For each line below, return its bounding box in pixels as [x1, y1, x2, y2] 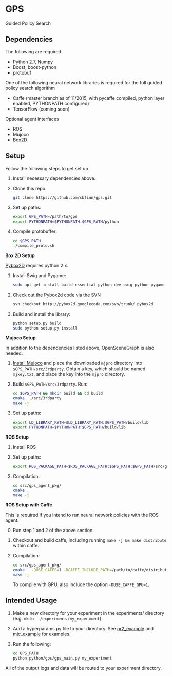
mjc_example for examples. [12, 631, 71, 637]
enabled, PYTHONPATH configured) [12, 100, 89, 106]
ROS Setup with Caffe [5, 502, 52, 508]
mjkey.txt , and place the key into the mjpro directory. [12, 371, 125, 377]
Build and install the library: [12, 310, 71, 317]
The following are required [5, 48, 62, 54]
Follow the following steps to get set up [5, 165, 88, 171]
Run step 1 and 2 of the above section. [12, 527, 94, 534]
